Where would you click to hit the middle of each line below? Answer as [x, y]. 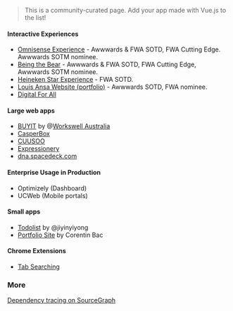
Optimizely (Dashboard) [52, 188]
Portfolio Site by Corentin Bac [60, 235]
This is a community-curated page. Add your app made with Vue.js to [125, 10]
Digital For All [37, 94]
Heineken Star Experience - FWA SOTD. [75, 80]
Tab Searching [38, 267]
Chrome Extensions [37, 251]
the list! [35, 18]
